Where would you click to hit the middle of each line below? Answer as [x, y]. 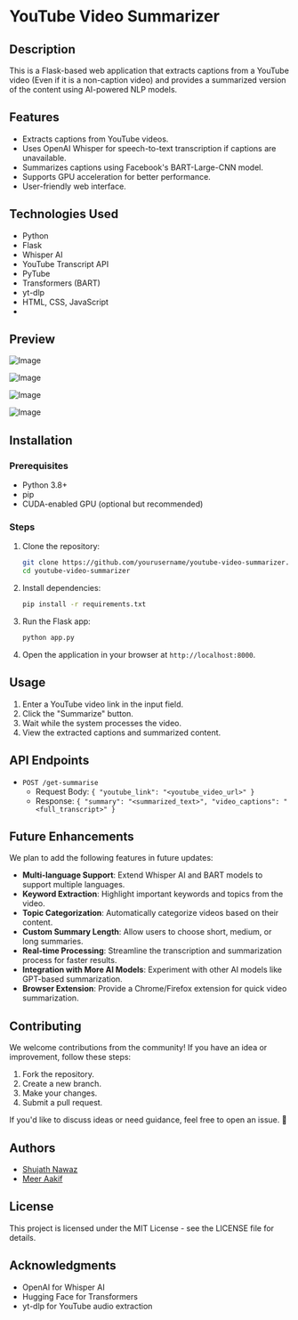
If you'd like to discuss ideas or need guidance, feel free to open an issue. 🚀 [148, 1120]
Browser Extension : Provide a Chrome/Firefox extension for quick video [154, 989]
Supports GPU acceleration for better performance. [116, 176]
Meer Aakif [42, 1178]
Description [42, 49]
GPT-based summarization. [72, 979]
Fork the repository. [58, 1074]
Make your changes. [60, 1093]
